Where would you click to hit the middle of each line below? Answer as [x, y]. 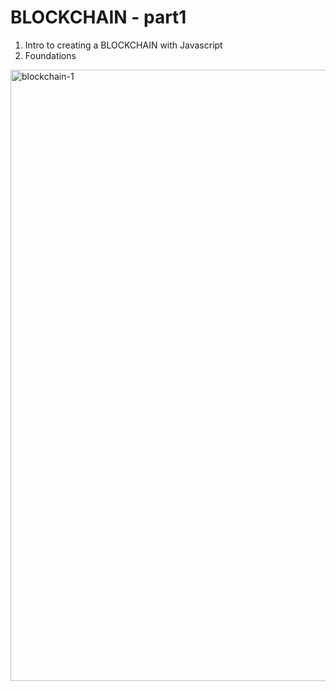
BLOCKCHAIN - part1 [98, 17]
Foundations [50, 55]
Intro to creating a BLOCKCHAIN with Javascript [123, 45]
